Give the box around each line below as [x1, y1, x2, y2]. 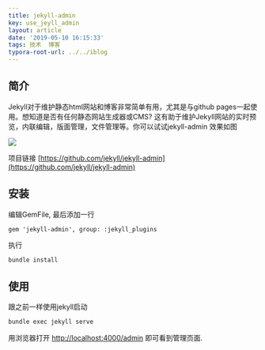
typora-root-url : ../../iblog [8, 48, 108, 56]
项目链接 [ [8, 153, 41, 163]
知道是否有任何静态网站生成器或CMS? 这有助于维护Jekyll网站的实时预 [28, 111, 257, 121]
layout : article [8, 26, 62, 34]
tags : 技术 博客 [8, 41, 61, 49]
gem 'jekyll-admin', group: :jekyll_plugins [8, 225, 157, 233]
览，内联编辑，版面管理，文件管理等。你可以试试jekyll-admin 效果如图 [8, 122, 237, 131]
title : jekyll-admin [8, 11, 77, 20]
